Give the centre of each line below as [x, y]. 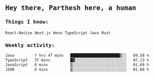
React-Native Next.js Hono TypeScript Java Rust [58, 33]
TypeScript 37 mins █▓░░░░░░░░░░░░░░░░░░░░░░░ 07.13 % [77, 60]
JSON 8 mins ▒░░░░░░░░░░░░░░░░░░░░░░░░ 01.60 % [77, 69]
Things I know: [27, 22]
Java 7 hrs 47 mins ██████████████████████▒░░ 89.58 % [77, 55]
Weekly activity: [30, 45]
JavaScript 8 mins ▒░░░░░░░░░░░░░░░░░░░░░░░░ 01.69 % [77, 64]
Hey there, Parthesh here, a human [71, 8]
